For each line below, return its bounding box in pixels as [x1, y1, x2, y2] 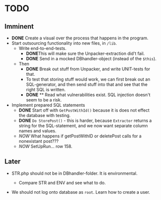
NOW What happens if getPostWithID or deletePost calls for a [18, 133, 142, 139]
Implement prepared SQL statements [11, 102, 85, 108]
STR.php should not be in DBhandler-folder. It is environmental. [11, 170, 138, 176]
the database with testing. [18, 113, 71, 118]
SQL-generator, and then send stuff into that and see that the [26, 82, 148, 87]
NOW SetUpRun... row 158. [18, 144, 73, 149]
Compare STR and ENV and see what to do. [18, 180, 106, 185]
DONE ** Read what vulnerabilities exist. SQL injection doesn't [26, 92, 150, 98]
